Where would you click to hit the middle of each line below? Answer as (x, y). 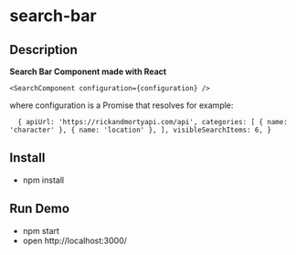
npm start (41, 230)
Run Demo (40, 209)
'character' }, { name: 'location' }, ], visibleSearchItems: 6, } (141, 130)
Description (43, 50)
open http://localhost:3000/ (75, 240)
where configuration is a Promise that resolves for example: (122, 105)
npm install (43, 180)
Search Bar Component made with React (88, 71)
